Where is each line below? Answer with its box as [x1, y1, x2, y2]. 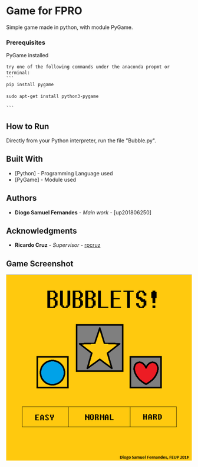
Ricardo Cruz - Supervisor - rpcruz [14, 241, 101, 249]
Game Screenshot [6, 259, 74, 269]
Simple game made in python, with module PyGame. [6, 24, 133, 31]
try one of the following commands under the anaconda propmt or [6, 64, 170, 70]
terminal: [6, 70, 31, 76]
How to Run [6, 121, 49, 131]
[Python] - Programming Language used [14, 169, 113, 177]
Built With [6, 154, 43, 164]
